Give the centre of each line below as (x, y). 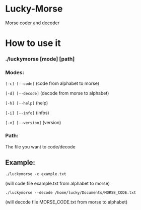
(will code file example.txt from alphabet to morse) (57, 183)
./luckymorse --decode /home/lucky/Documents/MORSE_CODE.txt (71, 193)
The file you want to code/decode (40, 146)
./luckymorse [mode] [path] (40, 59)
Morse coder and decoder (32, 23)
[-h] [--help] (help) (27, 103)
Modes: (15, 72)
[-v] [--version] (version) (33, 123)
